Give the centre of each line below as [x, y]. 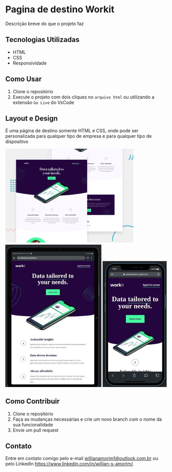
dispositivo [17, 141]
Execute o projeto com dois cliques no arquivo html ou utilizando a [83, 97]
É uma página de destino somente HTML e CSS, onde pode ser [72, 131]
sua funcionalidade [33, 424]
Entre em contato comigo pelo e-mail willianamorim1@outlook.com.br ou [82, 458]
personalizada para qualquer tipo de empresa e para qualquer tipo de [79, 136]
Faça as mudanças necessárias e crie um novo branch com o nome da [87, 419]
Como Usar [24, 79]
